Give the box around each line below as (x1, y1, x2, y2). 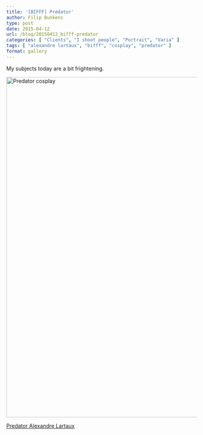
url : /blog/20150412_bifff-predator (6, 31, 98, 38)
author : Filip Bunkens (6, 15, 63, 21)
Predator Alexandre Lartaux (6, 422, 75, 430)
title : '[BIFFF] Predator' (6, 8, 74, 15)
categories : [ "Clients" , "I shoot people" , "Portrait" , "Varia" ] (6, 37, 180, 43)
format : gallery (6, 48, 47, 54)
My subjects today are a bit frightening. (6, 65, 105, 72)
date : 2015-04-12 (6, 25, 50, 32)
